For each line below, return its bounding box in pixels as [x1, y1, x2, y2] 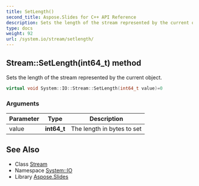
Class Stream [14, 161, 48, 168]
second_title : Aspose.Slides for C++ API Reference [6, 14, 136, 20]
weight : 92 [6, 31, 33, 37]
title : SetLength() [6, 8, 54, 15]
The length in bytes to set [70, 124, 142, 133]
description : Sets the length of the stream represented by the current [6, 20, 190, 25]
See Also [6, 145, 40, 155]
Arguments [6, 99, 40, 107]
